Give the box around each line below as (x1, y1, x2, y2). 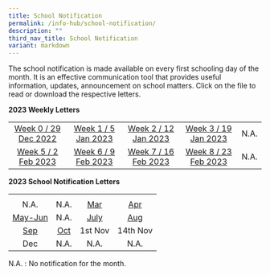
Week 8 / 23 (185, 146, 232, 158)
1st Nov (80, 225, 110, 236)
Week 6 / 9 (73, 146, 115, 158)
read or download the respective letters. (8, 89, 141, 99)
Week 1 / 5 (73, 123, 115, 134)
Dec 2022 (18, 133, 57, 145)
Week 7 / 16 (127, 146, 174, 158)
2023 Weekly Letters (8, 105, 80, 115)
